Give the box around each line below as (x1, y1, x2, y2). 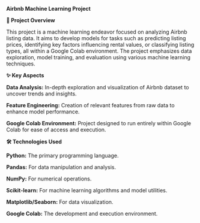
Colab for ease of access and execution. (6, 126, 106, 133)
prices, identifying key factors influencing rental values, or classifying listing (6, 41, 195, 48)
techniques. (6, 60, 35, 67)
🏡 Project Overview (6, 17, 55, 23)
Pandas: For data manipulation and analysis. (6, 164, 116, 170)
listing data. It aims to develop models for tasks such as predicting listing (6, 35, 186, 41)
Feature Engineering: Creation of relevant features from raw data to (6, 102, 175, 109)
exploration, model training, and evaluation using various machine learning (6, 54, 191, 61)
